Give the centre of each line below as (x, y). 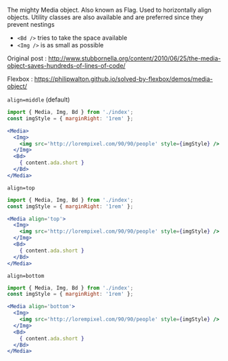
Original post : (27, 58)
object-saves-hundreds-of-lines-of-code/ (66, 66)
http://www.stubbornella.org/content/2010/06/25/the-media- (134, 58)
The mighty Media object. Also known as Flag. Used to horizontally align (109, 10)
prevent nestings (31, 24)
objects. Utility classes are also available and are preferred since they (105, 17)
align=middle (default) (38, 100)
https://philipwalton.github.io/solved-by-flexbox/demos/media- (123, 79)
